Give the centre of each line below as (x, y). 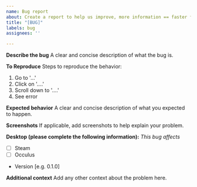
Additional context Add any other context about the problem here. (86, 178)
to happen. (19, 114)
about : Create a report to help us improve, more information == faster (97, 17)
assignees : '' (23, 33)
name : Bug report (27, 11)
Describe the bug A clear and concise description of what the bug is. (90, 55)
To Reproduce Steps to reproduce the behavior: (64, 67)
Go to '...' (25, 78)
